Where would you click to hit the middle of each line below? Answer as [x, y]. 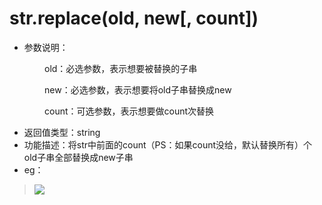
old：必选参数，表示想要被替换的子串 [121, 68]
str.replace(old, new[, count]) [134, 18]
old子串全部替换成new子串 [78, 157]
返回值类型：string [62, 132]
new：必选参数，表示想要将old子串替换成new [138, 89]
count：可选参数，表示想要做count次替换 [129, 111]
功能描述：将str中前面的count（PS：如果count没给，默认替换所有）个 [168, 144]
